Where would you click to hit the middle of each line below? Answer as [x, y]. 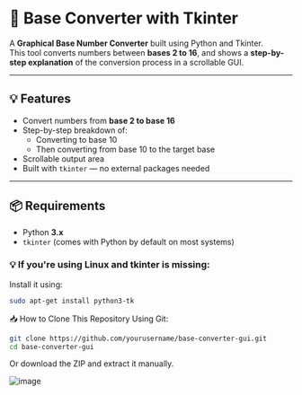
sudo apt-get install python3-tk [72, 301]
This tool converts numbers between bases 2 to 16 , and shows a [129, 52]
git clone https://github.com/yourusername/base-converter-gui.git [138, 338]
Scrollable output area [63, 158]
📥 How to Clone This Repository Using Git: [89, 319]
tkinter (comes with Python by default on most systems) [129, 241]
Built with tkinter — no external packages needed [116, 168]
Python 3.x [43, 232]
